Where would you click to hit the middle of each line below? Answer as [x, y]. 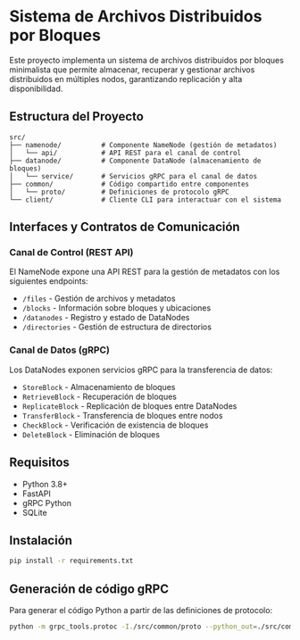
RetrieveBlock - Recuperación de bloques [99, 396]
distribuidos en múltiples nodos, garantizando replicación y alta [126, 79]
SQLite [34, 512]
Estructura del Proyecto [77, 116]
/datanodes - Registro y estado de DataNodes [106, 318]
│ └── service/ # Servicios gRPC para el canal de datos [133, 176]
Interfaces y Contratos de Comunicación [125, 227]
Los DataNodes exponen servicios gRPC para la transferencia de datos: [141, 370]
